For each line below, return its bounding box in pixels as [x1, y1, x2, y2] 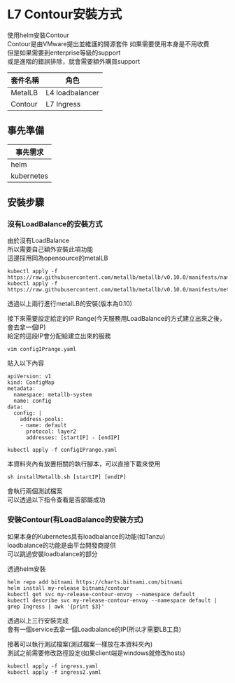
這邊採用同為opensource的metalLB [7, 254, 108, 263]
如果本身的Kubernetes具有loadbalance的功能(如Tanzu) [7, 532, 166, 540]
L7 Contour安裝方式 [7, 6, 122, 22]
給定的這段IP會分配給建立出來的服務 [7, 332, 111, 340]
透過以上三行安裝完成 [7, 616, 69, 624]
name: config [13, 397, 52, 405]
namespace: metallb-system [13, 392, 92, 399]
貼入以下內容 [7, 359, 44, 368]
